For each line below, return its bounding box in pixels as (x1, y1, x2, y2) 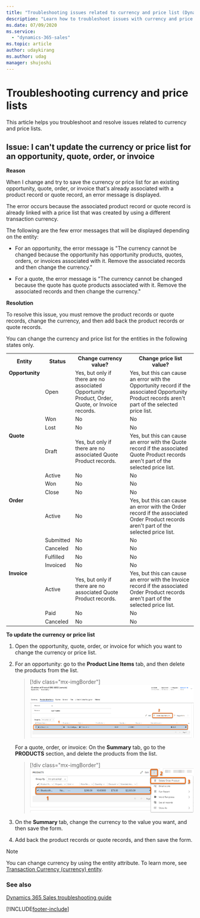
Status (49, 358, 66, 365)
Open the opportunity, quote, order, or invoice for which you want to (14, 643, 183, 650)
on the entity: (6, 233, 39, 240)
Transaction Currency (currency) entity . (6, 866, 103, 873)
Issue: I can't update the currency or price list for (6, 142, 192, 152)
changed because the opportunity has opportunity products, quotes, (14, 251, 183, 258)
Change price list (139, 355, 183, 362)
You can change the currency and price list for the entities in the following (6, 335, 187, 342)
